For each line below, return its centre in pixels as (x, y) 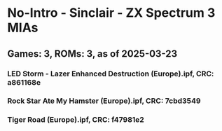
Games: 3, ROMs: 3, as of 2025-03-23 (92, 54)
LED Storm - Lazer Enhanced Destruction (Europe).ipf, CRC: (111, 74)
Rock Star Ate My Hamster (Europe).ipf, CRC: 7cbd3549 (104, 101)
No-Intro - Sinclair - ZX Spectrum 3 (111, 13)
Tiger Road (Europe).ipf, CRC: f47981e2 (76, 120)
